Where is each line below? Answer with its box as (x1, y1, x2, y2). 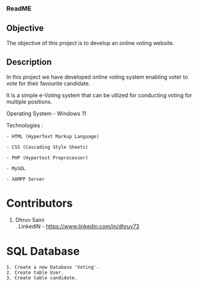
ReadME (6, 4, 32, 13)
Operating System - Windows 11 (6, 110, 87, 117)
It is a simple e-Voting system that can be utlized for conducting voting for (6, 91, 193, 99)
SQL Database (6, 244, 80, 258)
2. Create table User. (6, 270, 64, 276)
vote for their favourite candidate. (6, 79, 91, 87)
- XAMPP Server (6, 176, 45, 182)
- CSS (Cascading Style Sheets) (6, 144, 88, 150)
